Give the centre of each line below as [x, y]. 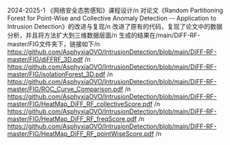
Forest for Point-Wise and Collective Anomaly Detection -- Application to [112, 18]
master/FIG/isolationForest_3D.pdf [57, 74]
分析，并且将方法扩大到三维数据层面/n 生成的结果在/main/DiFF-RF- [104, 35]
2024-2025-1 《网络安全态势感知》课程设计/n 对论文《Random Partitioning [115, 10]
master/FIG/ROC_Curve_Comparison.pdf [65, 89]
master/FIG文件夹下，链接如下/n [53, 44]
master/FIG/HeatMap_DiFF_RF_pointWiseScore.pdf [81, 134]
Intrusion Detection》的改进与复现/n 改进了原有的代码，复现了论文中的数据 [115, 26]
